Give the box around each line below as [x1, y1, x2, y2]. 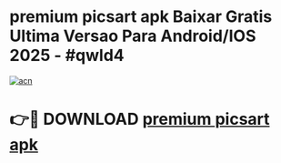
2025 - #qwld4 [9, 46, 125, 66]
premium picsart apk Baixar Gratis [9, 6, 273, 27]
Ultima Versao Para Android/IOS [9, 25, 256, 46]
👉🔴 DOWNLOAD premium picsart [9, 109, 270, 129]
